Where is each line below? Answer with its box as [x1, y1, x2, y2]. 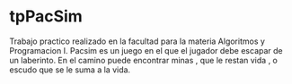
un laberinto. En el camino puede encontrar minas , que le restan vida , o [9, 55, 279, 65]
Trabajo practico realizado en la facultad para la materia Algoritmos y [9, 36, 265, 46]
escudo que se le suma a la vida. [9, 64, 131, 75]
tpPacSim [9, 6, 83, 27]
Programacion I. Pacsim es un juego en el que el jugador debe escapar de [9, 45, 283, 55]
